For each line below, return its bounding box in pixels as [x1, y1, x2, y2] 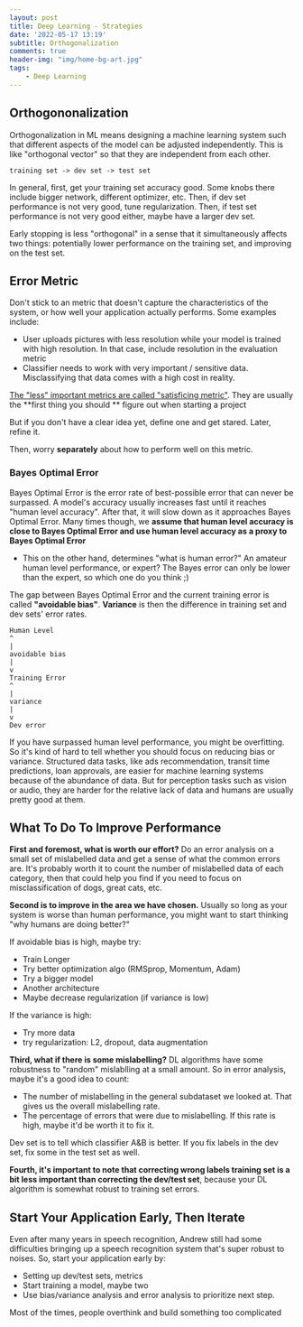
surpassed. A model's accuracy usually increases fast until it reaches [9, 496, 267, 507]
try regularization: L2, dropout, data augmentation [22, 1037, 208, 1048]
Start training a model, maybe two [22, 1280, 149, 1291]
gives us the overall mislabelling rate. [22, 1100, 161, 1111]
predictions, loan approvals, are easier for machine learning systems [9, 765, 264, 776]
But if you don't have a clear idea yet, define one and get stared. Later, [9, 417, 271, 428]
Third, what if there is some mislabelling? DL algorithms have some [9, 1054, 264, 1065]
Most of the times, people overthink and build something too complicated [9, 1307, 282, 1318]
